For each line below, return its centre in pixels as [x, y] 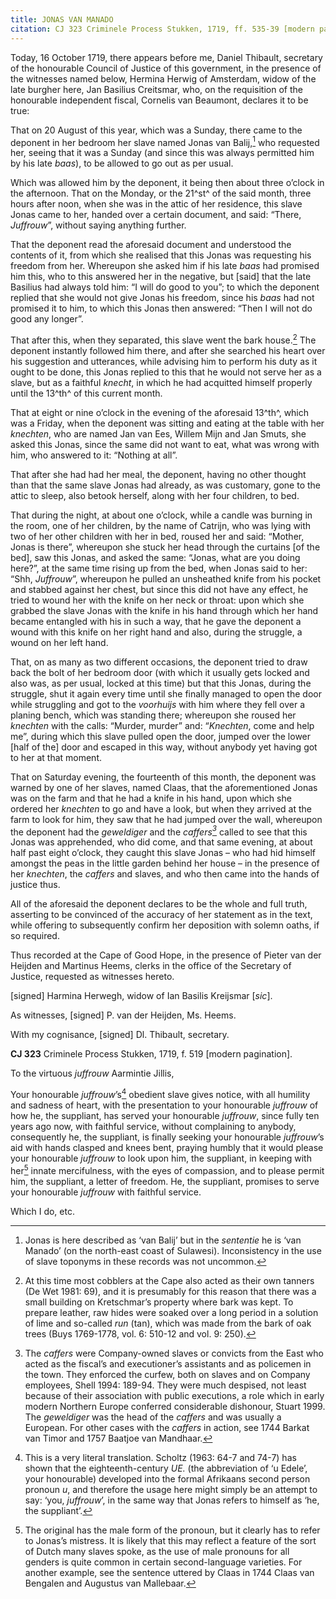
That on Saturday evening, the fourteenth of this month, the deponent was [163, 777]
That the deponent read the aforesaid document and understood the [151, 245]
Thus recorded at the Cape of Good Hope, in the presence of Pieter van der [166, 955]
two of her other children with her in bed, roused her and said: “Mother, [157, 536]
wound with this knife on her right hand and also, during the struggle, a [156, 632]
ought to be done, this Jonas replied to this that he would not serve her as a [166, 372]
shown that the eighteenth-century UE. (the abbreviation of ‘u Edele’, [166, 1468]
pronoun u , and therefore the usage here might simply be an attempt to [171, 1489]
